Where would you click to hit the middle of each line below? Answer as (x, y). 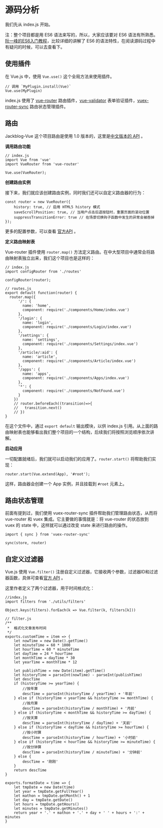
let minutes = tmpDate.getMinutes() (51, 809)
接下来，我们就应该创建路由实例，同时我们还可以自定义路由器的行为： (75, 192)
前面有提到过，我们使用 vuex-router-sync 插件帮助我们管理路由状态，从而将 (81, 513)
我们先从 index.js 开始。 (29, 24)
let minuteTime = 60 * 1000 (42, 645)
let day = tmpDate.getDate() (43, 800)
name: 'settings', (41, 340)
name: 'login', (38, 322)
